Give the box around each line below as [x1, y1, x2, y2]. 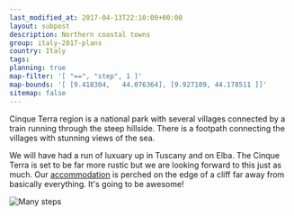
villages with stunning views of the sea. [9, 132, 156, 143]
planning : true [9, 64, 67, 73]
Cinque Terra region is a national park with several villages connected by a [9, 113, 286, 124]
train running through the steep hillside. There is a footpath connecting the [9, 122, 286, 133]
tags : [9, 55, 30, 64]
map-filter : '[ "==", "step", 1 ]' [9, 72, 143, 81]
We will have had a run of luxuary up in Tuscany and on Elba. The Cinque [9, 149, 281, 160]
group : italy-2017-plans [9, 38, 102, 48]
